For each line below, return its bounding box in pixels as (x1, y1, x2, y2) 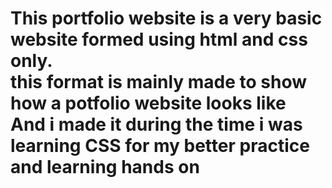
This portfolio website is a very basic (10, 7, 323, 30)
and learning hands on (10, 156, 200, 179)
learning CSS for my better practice (10, 135, 310, 157)
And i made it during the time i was (10, 113, 303, 136)
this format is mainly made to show (10, 71, 308, 94)
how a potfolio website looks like (10, 92, 287, 115)
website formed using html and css (10, 28, 308, 51)
